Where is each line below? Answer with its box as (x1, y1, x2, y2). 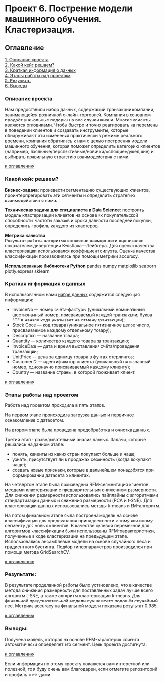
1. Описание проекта (5, 57, 49, 62)
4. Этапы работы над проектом (5, 73, 71, 78)
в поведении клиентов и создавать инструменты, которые (5, 127, 129, 133)
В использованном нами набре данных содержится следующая (5, 291, 140, 297)
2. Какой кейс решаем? (5, 62, 55, 68)
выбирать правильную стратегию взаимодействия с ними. (5, 154, 130, 160)
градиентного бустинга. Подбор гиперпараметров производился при (5, 544, 152, 550)
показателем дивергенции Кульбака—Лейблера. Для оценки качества (5, 242, 155, 248)
